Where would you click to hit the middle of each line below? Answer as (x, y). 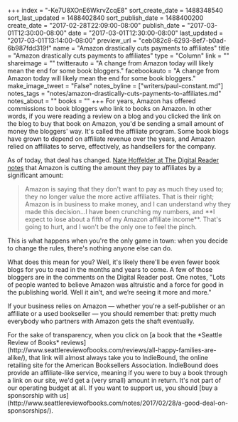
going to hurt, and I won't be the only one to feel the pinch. (111, 227)
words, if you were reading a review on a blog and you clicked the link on (114, 116)
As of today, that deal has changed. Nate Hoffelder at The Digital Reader (113, 160)
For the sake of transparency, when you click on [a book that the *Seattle (115, 335)
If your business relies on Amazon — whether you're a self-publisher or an (116, 306)
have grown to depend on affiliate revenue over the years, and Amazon (111, 139)
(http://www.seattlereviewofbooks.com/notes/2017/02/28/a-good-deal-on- (118, 403)
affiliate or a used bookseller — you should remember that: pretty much (112, 313)
